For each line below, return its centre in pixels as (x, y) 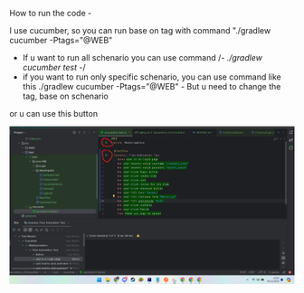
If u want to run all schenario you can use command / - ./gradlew (142, 57)
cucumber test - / (54, 67)
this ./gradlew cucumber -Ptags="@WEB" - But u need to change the (152, 86)
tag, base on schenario (65, 96)
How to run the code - (51, 13)
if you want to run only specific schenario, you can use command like (152, 77)
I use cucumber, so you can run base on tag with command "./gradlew (140, 30)
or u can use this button (53, 113)
